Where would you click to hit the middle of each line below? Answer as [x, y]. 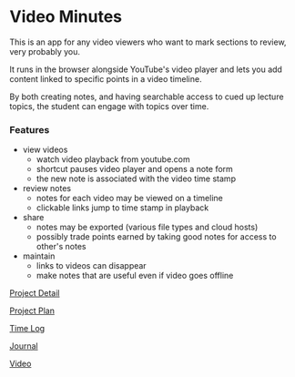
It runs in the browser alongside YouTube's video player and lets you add [146, 69]
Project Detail [35, 293]
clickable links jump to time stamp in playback [122, 208]
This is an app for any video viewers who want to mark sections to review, [148, 42]
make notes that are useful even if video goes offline [135, 276]
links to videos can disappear [92, 266]
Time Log [27, 329]
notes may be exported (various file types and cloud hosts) [147, 227]
